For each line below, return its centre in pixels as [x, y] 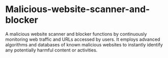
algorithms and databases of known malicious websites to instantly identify [84, 44]
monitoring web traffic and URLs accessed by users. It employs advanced [83, 39]
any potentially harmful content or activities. [51, 50]
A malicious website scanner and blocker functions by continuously [76, 34]
